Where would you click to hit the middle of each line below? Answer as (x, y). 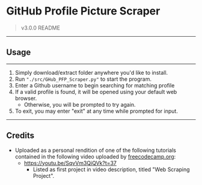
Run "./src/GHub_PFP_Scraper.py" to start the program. (83, 79)
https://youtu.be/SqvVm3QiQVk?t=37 (70, 163)
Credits (20, 136)
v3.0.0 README (40, 28)
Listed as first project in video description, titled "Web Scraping (112, 169)
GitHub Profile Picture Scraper (83, 11)
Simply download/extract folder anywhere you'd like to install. (91, 72)
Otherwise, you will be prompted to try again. (80, 104)
